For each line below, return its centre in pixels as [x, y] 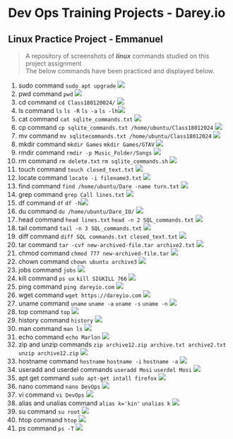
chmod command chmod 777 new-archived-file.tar [94, 253]
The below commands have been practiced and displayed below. [120, 71]
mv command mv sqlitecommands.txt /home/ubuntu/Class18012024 [115, 136]
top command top [44, 312]
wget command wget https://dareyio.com [80, 295]
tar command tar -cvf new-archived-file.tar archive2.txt [106, 245]
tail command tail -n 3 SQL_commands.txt [80, 228]
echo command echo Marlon [59, 337]
